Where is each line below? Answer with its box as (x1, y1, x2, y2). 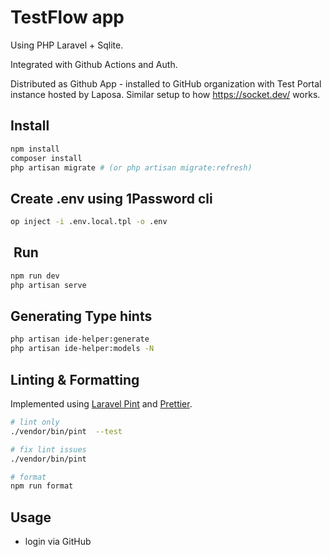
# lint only (10, 417, 60, 427)
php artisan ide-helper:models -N (10, 344, 155, 354)
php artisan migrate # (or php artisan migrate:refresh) (10, 162, 253, 173)
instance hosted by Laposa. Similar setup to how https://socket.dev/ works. (10, 88, 321, 100)
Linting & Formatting (10, 371, 140, 388)
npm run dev (10, 271, 60, 281)
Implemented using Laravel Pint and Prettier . (10, 398, 193, 410)
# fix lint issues (10, 444, 87, 455)
